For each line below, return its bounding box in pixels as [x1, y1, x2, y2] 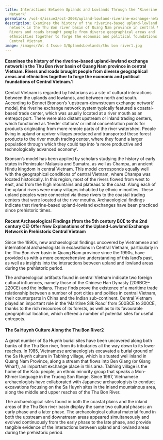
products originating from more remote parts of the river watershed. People [5, 126, 156, 131]
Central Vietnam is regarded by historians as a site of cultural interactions [5, 89, 152, 95]
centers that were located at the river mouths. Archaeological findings [5, 197, 145, 203]
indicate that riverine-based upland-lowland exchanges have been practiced [5, 202, 158, 208]
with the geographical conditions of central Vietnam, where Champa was [5, 171, 151, 177]
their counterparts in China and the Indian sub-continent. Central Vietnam [5, 295, 152, 301]
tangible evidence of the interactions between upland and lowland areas [5, 424, 149, 430]
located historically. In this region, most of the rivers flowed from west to [5, 176, 150, 182]
